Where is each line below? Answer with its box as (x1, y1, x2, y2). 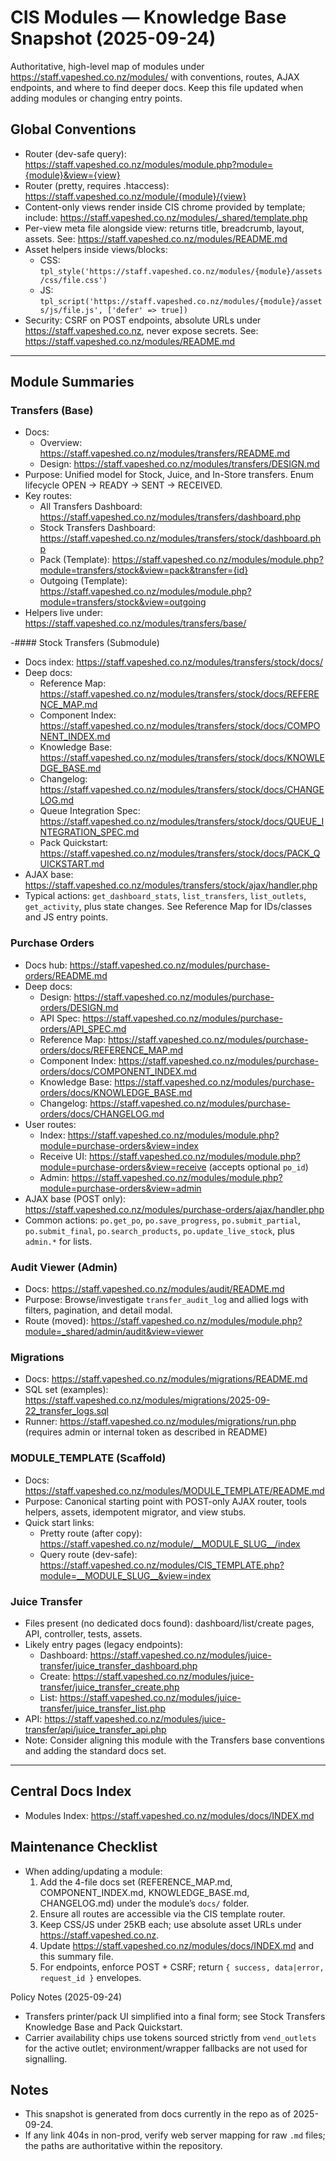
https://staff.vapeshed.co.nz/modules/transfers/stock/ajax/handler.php (24, 879, 318, 891)
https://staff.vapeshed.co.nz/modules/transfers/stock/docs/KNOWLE (39, 752, 326, 764)
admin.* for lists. (24, 1235, 93, 1247)
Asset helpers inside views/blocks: (24, 243, 168, 255)
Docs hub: (24, 959, 68, 971)
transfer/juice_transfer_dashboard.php (39, 1659, 198, 1671)
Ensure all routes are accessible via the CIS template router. (39, 1907, 286, 1920)
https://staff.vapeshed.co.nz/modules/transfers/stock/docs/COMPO (39, 720, 321, 732)
